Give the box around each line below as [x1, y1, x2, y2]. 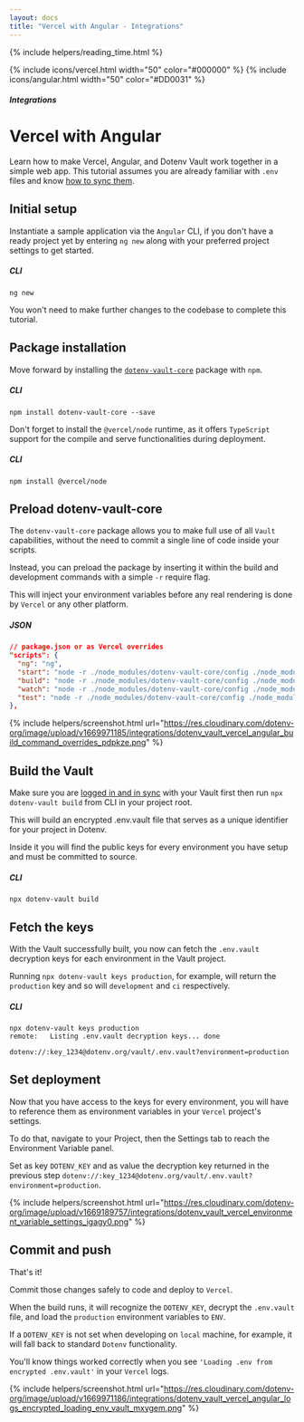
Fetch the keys [9, 919, 94, 935]
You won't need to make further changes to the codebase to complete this [9, 304, 287, 315]
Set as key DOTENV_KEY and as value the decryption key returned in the [9, 1160, 270, 1171]
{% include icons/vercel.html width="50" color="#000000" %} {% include [9, 64, 287, 75]
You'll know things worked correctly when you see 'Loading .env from [9, 1356, 273, 1367]
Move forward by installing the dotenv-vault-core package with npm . [9, 364, 263, 375]
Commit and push [9, 1243, 111, 1258]
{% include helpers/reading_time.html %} [9, 46, 163, 57]
